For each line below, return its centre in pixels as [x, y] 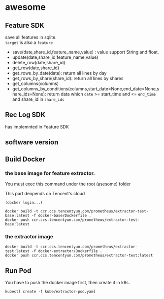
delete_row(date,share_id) [39, 63]
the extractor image [29, 236]
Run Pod [18, 271]
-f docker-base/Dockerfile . [61, 215]
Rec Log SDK [25, 115]
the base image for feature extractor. [50, 173]
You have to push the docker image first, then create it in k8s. [67, 282]
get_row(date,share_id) [36, 68]
